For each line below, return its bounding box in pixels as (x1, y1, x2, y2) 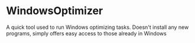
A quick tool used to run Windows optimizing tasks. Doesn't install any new (6, 24, 189, 31)
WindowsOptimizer (6, 4, 103, 18)
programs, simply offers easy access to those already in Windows (6, 29, 167, 37)
